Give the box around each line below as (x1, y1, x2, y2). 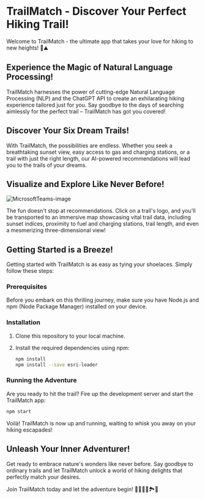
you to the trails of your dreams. (6, 161, 88, 169)
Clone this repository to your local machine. (15, 332, 125, 340)
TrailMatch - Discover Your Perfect (6, 4, 187, 18)
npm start (6, 408, 32, 414)
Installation (6, 318, 41, 327)
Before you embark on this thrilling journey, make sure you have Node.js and (6, 296, 199, 304)
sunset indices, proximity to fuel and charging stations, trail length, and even (6, 220, 199, 227)
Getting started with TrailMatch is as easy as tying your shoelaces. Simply (6, 261, 193, 268)
